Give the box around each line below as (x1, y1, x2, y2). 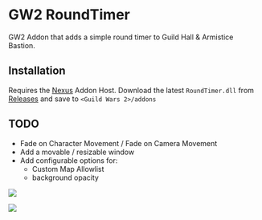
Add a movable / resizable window (19, 147, 135, 157)
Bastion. (8, 40, 36, 50)
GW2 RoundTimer (8, 6, 130, 24)
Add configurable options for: (19, 155, 118, 165)
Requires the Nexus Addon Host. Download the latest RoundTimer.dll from (8, 85, 255, 95)
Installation (8, 64, 66, 78)
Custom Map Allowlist (31, 164, 104, 173)
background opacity (31, 173, 99, 182)
